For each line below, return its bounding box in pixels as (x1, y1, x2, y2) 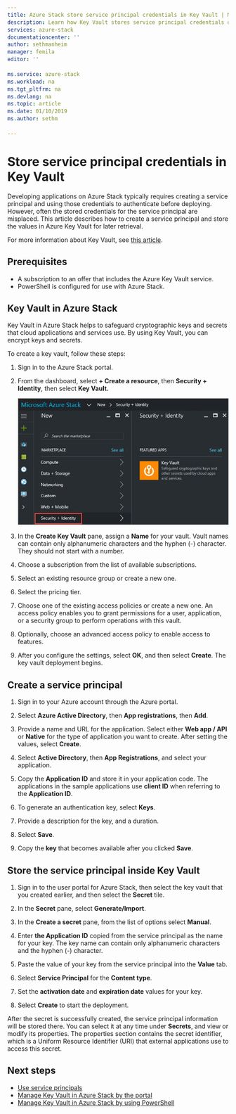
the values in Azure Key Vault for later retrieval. (7, 222, 143, 230)
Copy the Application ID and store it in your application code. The (17, 774, 209, 783)
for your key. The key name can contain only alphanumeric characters (17, 939, 221, 947)
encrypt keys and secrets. (7, 336, 83, 345)
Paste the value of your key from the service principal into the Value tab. (17, 960, 228, 968)
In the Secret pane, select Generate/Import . (17, 904, 146, 913)
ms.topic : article (7, 101, 61, 108)
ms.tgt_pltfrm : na (7, 85, 61, 93)
